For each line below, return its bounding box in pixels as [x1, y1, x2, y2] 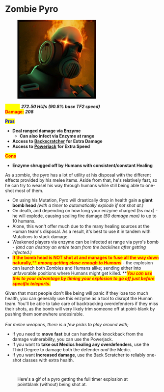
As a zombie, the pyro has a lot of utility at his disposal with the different [5, 172, 151, 178]
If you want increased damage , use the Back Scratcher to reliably [12, 352, 146, 358]
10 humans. [12, 218, 36, 224]
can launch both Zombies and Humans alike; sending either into [12, 265, 141, 271]
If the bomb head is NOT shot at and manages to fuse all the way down [12, 254, 159, 260]
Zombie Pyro [5, 3, 58, 15]
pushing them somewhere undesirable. [5, 311, 84, 317]
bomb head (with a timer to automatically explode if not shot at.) [12, 202, 144, 208]
